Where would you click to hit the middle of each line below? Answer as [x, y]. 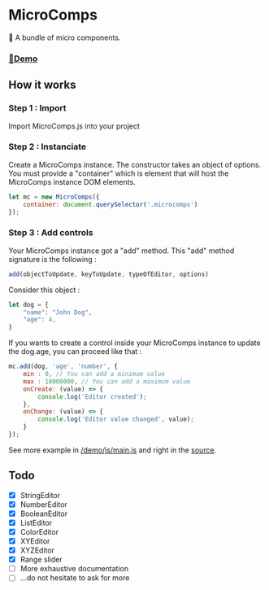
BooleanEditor [44, 514]
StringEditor [40, 495]
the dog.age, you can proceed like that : [75, 352]
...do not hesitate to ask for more [75, 578]
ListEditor [36, 522]
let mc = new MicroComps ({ [54, 197]
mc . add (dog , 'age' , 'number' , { [63, 367]
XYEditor [35, 541]
